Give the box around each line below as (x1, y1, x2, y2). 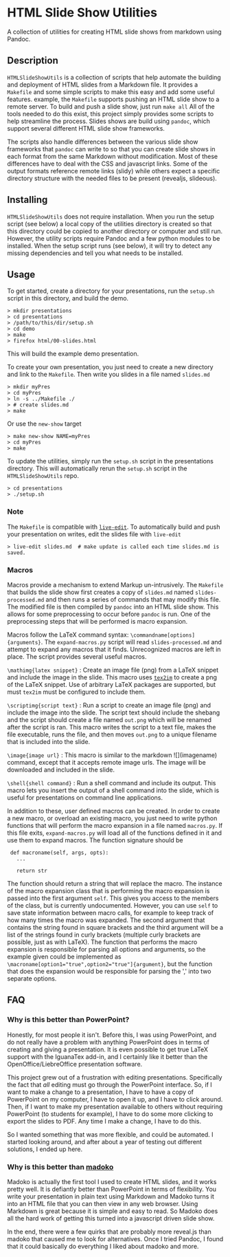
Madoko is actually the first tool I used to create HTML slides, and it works (7, 1177, 217, 1185)
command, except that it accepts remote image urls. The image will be (7, 758, 206, 766)
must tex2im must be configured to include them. (7, 688, 146, 696)
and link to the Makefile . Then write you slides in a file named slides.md (7, 370, 211, 379)
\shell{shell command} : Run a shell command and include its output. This (7, 778, 216, 787)
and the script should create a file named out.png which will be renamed (7, 715, 211, 723)
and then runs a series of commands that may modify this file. (45, 595, 221, 603)
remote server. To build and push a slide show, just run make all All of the (7, 102, 215, 111)
